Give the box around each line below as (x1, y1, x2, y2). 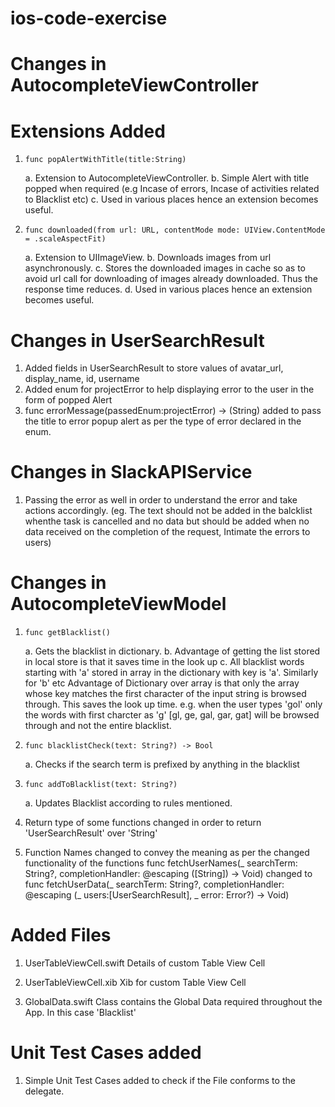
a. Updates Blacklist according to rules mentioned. (24, 797, 233, 809)
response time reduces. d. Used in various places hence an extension (24, 283, 313, 296)
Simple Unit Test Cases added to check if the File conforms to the (24, 1075, 296, 1086)
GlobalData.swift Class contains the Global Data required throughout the (24, 996, 323, 1008)
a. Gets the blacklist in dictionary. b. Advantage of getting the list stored (24, 645, 321, 657)
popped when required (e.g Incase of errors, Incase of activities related (24, 183, 320, 195)
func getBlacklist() (24, 628, 111, 638)
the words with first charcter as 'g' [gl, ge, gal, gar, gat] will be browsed (24, 709, 320, 721)
